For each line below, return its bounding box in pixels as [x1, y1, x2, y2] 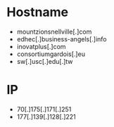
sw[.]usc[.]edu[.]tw [16, 57, 73, 65]
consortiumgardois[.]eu [16, 50, 86, 58]
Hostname [6, 4, 68, 20]
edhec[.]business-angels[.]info [16, 34, 107, 43]
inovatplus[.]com [16, 42, 66, 51]
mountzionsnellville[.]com [16, 27, 92, 36]
